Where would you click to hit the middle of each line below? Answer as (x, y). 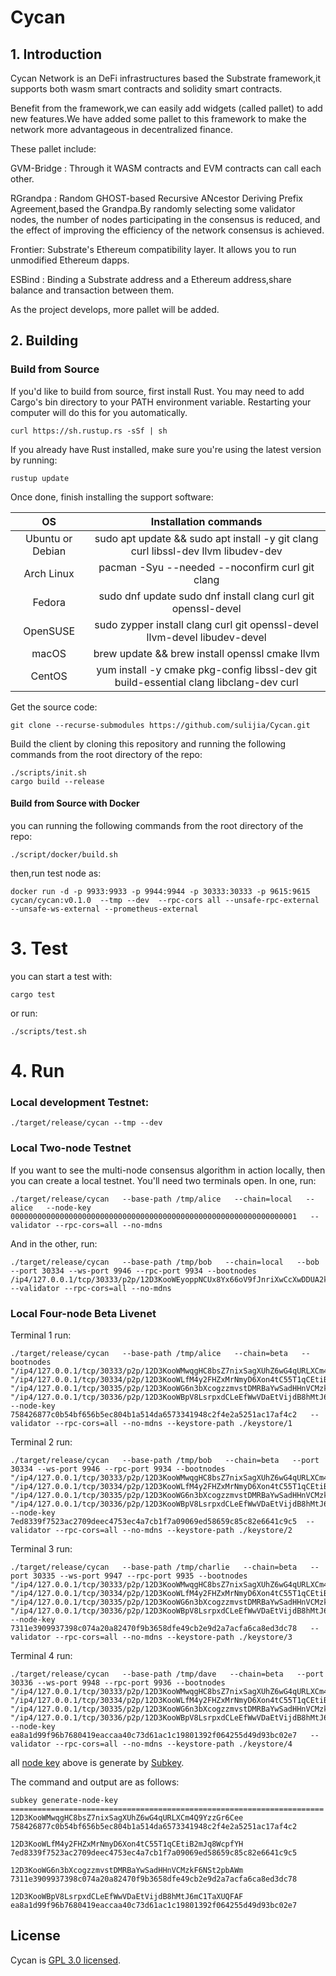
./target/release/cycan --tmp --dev (86, 1123)
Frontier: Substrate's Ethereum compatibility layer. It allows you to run (153, 249)
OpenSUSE (49, 631)
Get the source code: (54, 707)
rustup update (40, 478)
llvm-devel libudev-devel (206, 637)
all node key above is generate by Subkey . (97, 1762)
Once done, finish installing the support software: (112, 497)
